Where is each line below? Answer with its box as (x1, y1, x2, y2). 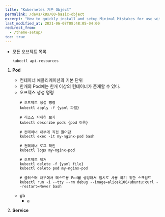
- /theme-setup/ (9, 30, 43, 35)
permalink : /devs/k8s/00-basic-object (5, 12, 84, 17)
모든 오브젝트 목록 (12, 49, 47, 54)
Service (12, 207, 28, 213)
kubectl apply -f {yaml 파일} (19, 105, 80, 110)
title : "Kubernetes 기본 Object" (5, 7, 72, 12)
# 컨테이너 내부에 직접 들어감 (19, 130, 71, 135)
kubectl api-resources (12, 58, 59, 63)
